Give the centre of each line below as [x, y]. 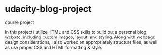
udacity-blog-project [48, 9]
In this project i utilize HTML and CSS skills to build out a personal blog [76, 32]
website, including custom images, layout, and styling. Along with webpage [80, 37]
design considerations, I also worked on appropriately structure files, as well [81, 42]
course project [20, 22]
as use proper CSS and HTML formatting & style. [54, 47]
